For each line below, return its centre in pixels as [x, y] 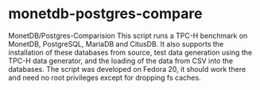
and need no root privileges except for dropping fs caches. [105, 77]
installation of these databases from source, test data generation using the [130, 52]
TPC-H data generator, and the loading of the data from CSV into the [120, 61]
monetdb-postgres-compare [105, 14]
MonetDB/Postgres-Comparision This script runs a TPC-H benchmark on [128, 36]
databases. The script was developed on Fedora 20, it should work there [127, 69]
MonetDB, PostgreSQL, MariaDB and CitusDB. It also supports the [116, 43]
